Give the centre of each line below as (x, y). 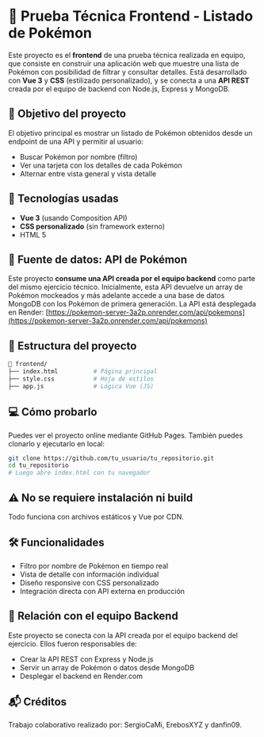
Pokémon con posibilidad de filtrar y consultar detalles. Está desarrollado (128, 71)
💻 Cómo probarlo (53, 412)
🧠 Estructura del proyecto (73, 346)
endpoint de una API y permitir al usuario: (76, 141)
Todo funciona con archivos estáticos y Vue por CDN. (96, 516)
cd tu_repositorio (38, 465)
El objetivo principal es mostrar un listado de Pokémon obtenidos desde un (130, 133)
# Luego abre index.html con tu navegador (79, 473)
